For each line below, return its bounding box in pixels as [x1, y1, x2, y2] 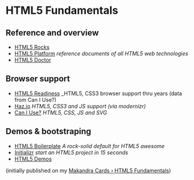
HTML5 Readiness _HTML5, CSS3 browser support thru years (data [14, 90, 183, 97]
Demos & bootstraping [5, 126, 91, 137]
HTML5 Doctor [14, 57, 52, 63]
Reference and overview [5, 28, 99, 38]
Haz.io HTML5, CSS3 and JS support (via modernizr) [14, 102, 147, 110]
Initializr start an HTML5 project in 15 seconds [14, 149, 129, 156]
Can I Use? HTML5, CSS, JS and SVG [14, 109, 108, 116]
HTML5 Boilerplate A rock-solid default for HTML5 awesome [14, 142, 165, 149]
